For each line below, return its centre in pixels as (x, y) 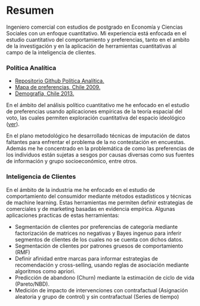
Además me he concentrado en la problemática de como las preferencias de (100, 149)
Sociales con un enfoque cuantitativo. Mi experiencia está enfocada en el (96, 33)
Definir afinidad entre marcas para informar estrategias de (86, 258)
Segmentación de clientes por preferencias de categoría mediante (96, 227)
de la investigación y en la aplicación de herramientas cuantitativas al (92, 46)
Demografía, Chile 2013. (44, 94)
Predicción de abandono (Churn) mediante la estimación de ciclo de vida (104, 277)
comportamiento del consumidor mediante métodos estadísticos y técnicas (99, 196)
